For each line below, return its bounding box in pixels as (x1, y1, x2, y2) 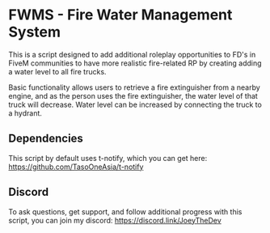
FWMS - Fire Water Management (8, 6, 233, 24)
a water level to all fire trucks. (8, 66, 107, 76)
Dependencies (8, 132, 83, 146)
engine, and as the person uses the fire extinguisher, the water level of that (8, 91, 259, 100)
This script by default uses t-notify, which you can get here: (8, 153, 208, 163)
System (8, 23, 61, 41)
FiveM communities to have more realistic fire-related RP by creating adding (8, 58, 262, 68)
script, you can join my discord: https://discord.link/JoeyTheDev (8, 215, 222, 225)
